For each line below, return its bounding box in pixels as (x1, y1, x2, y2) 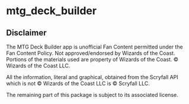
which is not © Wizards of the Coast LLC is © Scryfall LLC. (6, 80, 150, 87)
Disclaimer (6, 28, 47, 38)
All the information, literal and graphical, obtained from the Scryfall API (6, 74, 179, 80)
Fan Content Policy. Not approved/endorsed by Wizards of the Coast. (6, 50, 175, 57)
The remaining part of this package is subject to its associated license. (6, 92, 179, 98)
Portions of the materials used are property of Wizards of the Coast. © (6, 56, 179, 63)
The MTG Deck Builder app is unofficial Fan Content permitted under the (6, 43, 183, 50)
